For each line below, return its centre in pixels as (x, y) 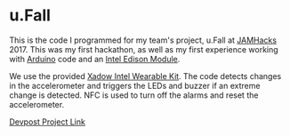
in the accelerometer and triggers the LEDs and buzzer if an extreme (135, 85)
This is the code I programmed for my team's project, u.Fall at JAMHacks (143, 40)
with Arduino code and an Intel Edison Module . (95, 59)
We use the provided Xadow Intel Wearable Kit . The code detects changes (145, 76)
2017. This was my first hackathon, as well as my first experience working (144, 49)
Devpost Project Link (48, 122)
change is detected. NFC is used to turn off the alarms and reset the (134, 95)
